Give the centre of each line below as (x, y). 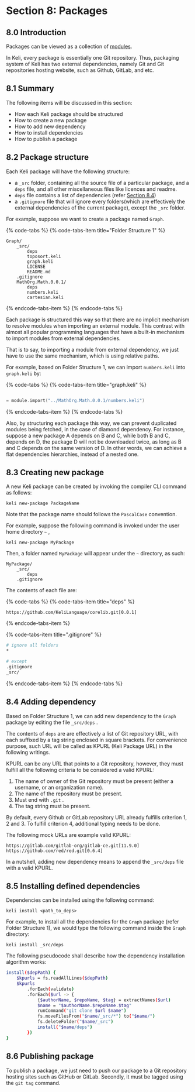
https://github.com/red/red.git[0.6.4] (55, 851)
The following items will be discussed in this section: (69, 102)
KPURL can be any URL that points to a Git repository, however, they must (95, 763)
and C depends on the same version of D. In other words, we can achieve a (96, 448)
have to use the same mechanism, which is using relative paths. (83, 356)
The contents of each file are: (41, 590)
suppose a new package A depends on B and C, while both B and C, (88, 435)
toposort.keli (44, 256)
